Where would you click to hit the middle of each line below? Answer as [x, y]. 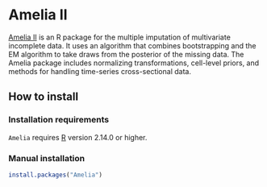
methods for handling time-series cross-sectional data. [100, 71]
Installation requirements [59, 120]
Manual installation [47, 158]
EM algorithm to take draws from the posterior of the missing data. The [126, 54]
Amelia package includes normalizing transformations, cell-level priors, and [134, 63]
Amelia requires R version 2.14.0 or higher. [78, 137]
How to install [44, 97]
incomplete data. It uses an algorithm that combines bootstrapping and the [132, 45]
